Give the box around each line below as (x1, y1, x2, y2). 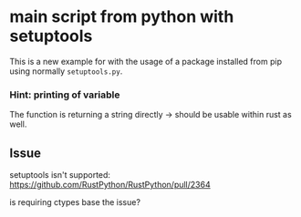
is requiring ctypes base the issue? (9, 197, 141, 208)
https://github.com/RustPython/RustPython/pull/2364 (9, 180, 212, 191)
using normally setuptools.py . (9, 66, 123, 77)
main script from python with (9, 6, 234, 27)
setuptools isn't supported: (9, 170, 111, 181)
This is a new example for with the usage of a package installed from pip (9, 56, 283, 67)
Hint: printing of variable (9, 88, 120, 101)
